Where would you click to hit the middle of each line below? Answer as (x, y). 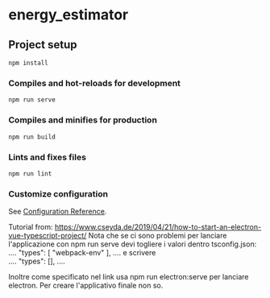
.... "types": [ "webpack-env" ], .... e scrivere (82, 253)
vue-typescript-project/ (48, 236)
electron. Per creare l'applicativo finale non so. (86, 286)
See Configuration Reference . (58, 212)
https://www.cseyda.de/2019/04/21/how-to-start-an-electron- (158, 227)
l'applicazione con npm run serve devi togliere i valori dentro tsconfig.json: (133, 244)
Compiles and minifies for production (83, 120)
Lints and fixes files (48, 157)
